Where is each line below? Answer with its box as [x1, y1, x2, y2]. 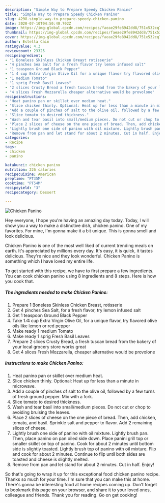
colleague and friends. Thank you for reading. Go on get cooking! [5, 492, 137, 498]
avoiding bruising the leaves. [12, 409, 71, 415]
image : [5, 26, 19, 31]
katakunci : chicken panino [5, 162, 60, 167]
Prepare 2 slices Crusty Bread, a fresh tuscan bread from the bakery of [12, 338, 156, 345]
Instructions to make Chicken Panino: [5, 360, 84, 366]
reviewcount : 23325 [5, 48, 45, 53]
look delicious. [5, 233, 34, 239]
